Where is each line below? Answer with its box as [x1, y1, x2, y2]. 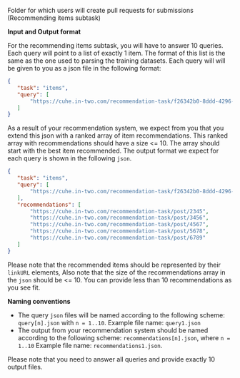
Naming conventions [7, 297, 71, 305]
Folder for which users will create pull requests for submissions [7, 6, 194, 14]
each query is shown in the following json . [7, 154, 132, 163]
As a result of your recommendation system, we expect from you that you [7, 124, 224, 133]
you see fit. [7, 283, 41, 292]
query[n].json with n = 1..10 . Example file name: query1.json [17, 318, 201, 327]
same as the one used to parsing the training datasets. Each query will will [7, 56, 226, 65]
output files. [7, 362, 43, 371]
